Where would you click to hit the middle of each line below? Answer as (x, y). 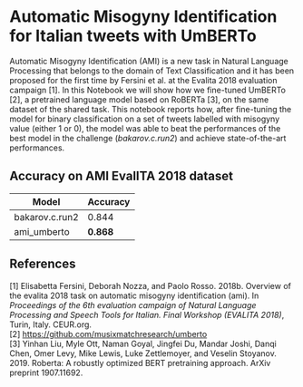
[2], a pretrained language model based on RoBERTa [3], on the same (139, 99)
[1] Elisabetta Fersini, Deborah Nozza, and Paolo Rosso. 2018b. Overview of (151, 285)
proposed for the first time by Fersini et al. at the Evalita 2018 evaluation (144, 80)
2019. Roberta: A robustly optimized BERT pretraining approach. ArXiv (140, 363)
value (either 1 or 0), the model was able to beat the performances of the (145, 128)
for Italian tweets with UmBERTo (133, 36)
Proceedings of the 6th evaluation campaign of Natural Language (133, 305)
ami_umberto (42, 231)
